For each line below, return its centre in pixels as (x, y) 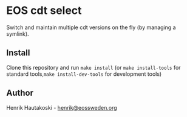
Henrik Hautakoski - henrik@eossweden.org (62, 107)
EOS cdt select (44, 11)
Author (20, 93)
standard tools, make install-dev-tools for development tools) (84, 74)
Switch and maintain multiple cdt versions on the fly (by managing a (91, 27)
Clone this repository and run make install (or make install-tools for (93, 67)
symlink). (18, 33)
